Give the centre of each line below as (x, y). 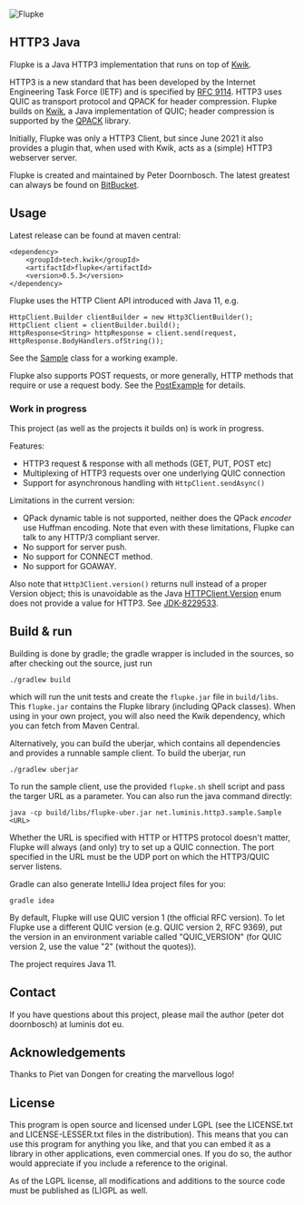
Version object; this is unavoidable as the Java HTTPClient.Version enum (146, 593)
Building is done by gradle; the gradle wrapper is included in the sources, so (152, 653)
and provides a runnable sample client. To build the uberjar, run (128, 753)
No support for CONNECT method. (88, 556)
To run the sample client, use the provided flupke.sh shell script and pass (147, 786)
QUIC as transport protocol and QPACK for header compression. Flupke (143, 101)
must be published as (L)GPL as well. (78, 1190)
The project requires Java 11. (63, 963)
